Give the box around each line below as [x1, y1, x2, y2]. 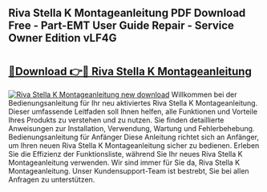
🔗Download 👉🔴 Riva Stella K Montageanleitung [8, 64, 253, 78]
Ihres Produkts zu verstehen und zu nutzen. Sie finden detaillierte [8, 115, 225, 125]
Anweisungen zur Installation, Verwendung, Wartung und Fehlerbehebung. [8, 124, 255, 133]
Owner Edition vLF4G [8, 31, 117, 45]
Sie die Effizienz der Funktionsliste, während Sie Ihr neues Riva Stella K [8, 150, 243, 158]
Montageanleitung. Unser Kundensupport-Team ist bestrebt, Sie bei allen [8, 166, 250, 175]
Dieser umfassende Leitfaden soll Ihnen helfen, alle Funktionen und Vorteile [8, 107, 258, 116]
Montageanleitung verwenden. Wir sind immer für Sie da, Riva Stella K [8, 158, 241, 167]
